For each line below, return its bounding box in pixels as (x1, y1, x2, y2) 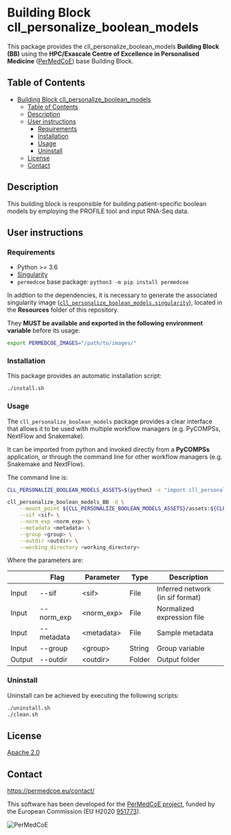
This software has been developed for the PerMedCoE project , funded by (7, 800, 215, 808)
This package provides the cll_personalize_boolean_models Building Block (7, 42, 219, 50)
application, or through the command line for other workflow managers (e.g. (7, 452, 223, 461)
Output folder (157, 655, 201, 665)
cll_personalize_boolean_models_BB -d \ (7, 499, 125, 506)
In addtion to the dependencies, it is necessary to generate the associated (7, 291, 218, 299)
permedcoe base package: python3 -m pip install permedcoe (16, 278, 189, 286)
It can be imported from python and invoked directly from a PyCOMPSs (7, 445, 210, 453)
